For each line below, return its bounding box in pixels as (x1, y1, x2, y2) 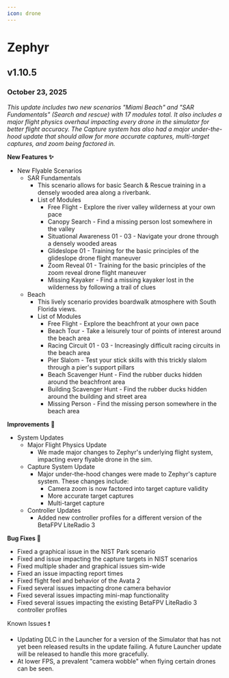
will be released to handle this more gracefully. (16, 649, 149, 658)
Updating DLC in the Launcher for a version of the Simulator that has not (16, 635, 221, 643)
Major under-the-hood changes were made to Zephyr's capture (37, 470, 217, 478)
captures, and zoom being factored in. (7, 139, 116, 147)
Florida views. (37, 304, 77, 313)
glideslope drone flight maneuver (47, 254, 142, 262)
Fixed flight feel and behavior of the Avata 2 (16, 577, 141, 585)
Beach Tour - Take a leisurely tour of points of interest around (47, 326, 221, 335)
